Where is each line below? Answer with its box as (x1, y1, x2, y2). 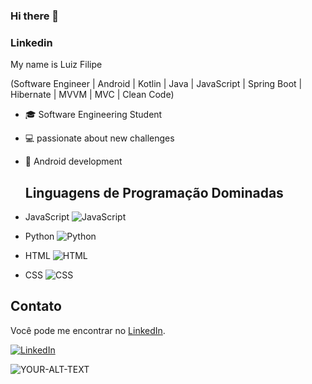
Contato (10, 298, 62, 315)
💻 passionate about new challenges (24, 132, 175, 144)
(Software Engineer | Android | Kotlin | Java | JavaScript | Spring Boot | (10, 78, 303, 90)
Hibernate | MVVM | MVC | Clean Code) (10, 89, 175, 101)
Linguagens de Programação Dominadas (24, 184, 284, 201)
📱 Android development (24, 155, 123, 168)
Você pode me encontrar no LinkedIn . (10, 324, 166, 336)
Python (24, 230, 55, 243)
